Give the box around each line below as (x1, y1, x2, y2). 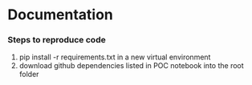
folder (18, 70, 39, 79)
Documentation (7, 6, 114, 24)
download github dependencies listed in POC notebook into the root (18, 61, 244, 71)
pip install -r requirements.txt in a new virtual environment (18, 52, 211, 62)
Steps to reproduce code (7, 34, 106, 46)
